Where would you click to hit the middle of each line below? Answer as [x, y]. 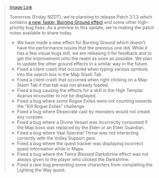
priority [17, 27]
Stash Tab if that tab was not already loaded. [63, 85]
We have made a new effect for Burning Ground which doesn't [81, 42]
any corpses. [30, 117]
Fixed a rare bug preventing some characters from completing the [85, 165]
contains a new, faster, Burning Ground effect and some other [73, 22]
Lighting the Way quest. [41, 170]
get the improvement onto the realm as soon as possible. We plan [84, 58]
